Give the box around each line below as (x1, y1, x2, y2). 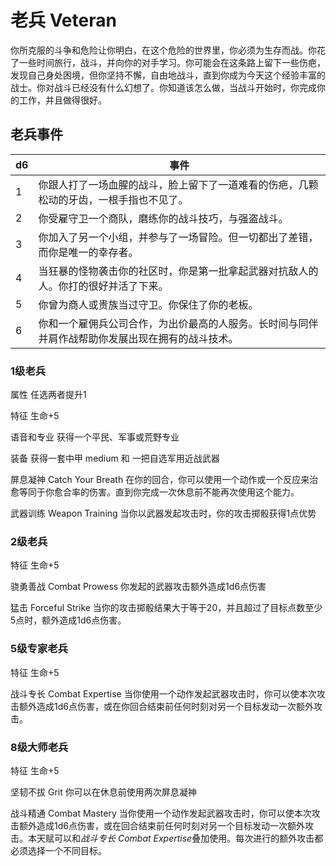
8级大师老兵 (10, 740, 69, 754)
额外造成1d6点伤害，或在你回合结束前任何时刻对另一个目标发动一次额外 (18, 700, 314, 712)
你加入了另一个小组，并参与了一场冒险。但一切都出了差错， (38, 230, 319, 244)
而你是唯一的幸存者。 (38, 245, 139, 259)
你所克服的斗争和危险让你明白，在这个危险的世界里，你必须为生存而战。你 (10, 44, 317, 56)
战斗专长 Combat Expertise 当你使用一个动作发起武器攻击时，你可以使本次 (10, 687, 317, 700)
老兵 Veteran (10, 9, 117, 32)
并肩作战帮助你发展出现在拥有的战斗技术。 (38, 331, 239, 345)
